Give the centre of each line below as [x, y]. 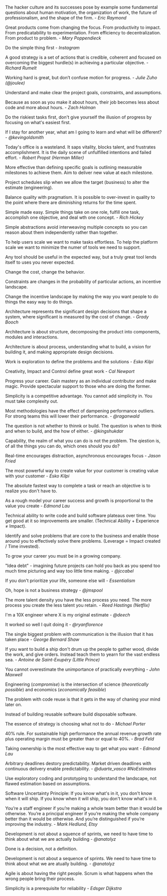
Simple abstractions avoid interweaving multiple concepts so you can [77, 227]
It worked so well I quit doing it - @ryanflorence [54, 624]
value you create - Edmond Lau [38, 506]
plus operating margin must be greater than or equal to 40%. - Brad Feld [80, 739]
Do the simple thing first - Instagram [42, 48]
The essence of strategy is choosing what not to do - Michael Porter [76, 724]
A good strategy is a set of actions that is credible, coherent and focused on [83, 57]
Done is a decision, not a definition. [41, 849]
